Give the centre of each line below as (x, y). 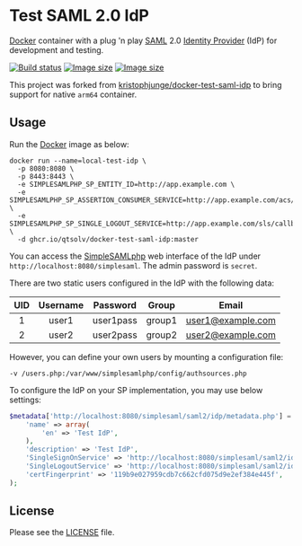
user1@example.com (231, 320)
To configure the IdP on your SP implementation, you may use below (136, 390)
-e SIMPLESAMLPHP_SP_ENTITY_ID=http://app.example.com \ (126, 184)
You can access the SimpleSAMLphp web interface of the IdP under (135, 256)
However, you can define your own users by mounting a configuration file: (147, 357)
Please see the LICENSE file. (62, 533)
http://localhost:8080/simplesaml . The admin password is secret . (133, 265)
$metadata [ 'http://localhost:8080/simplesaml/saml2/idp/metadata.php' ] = (151, 416)
